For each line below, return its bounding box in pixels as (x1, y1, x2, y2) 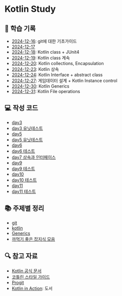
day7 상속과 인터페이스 (11, 154, 56, 160)
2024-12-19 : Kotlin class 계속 (11, 55, 70, 61)
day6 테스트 (11, 148, 35, 154)
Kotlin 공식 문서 (11, 268, 42, 274)
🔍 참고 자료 (4, 252, 38, 261)
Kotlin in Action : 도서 (11, 286, 53, 292)
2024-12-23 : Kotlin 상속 (11, 66, 59, 72)
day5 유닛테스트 (11, 136, 43, 142)
